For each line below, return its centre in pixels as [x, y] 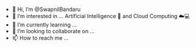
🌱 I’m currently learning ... [44, 25]
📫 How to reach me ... [40, 38]
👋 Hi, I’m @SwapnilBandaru [46, 9]
